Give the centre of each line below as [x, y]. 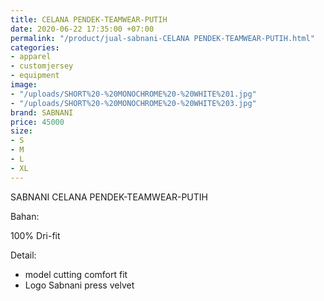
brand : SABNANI [42, 112]
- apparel [31, 57]
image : [24, 85]
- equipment [35, 76]
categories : [35, 47]
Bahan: [25, 216]
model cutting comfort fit [76, 274]
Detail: [23, 255]
